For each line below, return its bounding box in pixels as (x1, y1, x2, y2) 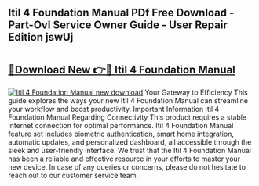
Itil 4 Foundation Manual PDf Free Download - (8, 6, 235, 20)
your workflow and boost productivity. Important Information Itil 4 (8, 105, 220, 113)
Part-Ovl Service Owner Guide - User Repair (8, 19, 228, 32)
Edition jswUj (8, 30, 74, 44)
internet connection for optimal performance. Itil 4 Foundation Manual (8, 121, 234, 130)
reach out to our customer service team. (8, 171, 139, 180)
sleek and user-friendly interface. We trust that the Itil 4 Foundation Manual (8, 146, 251, 155)
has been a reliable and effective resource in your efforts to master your (8, 154, 241, 163)
